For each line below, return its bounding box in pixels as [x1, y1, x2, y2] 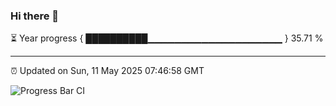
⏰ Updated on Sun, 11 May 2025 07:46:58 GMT [10, 65, 205, 77]
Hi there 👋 [10, 9, 60, 23]
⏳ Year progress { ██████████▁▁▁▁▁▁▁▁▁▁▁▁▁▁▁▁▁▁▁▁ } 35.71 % [10, 32, 324, 44]
